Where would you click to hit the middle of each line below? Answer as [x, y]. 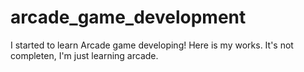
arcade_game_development [128, 17]
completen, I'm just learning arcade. [84, 55]
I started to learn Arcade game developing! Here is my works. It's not [152, 45]
